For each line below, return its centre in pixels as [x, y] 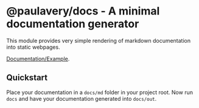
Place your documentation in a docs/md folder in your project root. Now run [100, 92]
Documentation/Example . [38, 59]
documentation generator [73, 24]
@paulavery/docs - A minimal [83, 11]
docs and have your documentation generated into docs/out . [82, 98]
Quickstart [27, 78]
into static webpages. [33, 47]
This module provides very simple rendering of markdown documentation [99, 40]
